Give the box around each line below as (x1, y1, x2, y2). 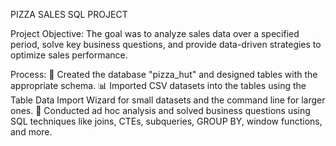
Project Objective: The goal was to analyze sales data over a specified (10, 28, 300, 39)
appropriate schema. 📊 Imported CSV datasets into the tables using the (10, 80, 307, 91)
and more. (10, 126, 53, 138)
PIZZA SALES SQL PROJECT (10, 9, 128, 20)
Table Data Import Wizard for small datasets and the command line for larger (10, 94, 326, 106)
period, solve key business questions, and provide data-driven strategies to (10, 39, 322, 50)
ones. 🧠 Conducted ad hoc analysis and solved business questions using (10, 105, 311, 116)
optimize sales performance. (10, 49, 128, 61)
